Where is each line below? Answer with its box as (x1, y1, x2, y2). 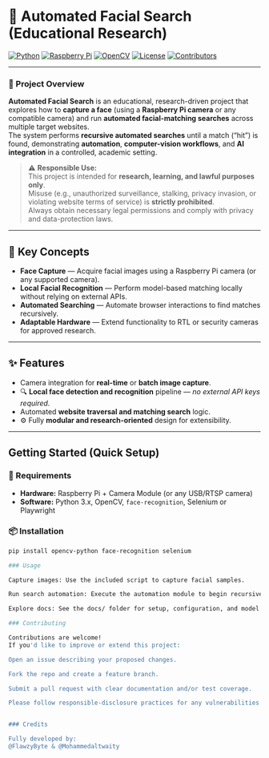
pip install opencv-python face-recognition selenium (8, 546, 192, 555)
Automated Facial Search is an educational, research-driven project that (8, 96, 249, 107)
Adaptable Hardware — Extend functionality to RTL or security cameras (19, 317, 259, 327)
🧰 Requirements (8, 470, 72, 482)
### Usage (8, 561, 42, 570)
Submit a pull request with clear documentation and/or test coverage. (8, 684, 252, 692)
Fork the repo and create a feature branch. (8, 670, 159, 678)
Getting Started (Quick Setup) (8, 446, 160, 460)
